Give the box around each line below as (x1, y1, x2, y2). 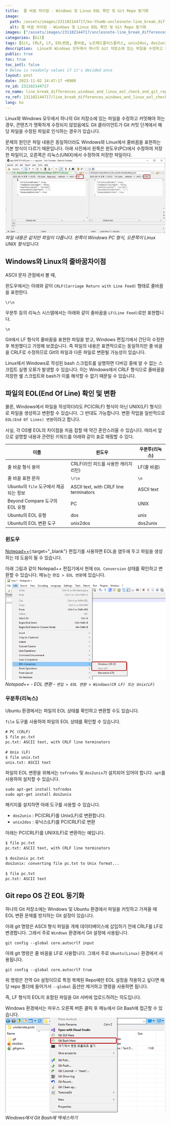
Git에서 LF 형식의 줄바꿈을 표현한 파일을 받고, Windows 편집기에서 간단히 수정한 (5, 336, 164, 342)
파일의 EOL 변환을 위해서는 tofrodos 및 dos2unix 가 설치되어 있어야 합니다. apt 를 (5, 769, 165, 775)
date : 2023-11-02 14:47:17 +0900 (5, 78, 76, 84)
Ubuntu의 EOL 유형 (7, 512, 47, 518)
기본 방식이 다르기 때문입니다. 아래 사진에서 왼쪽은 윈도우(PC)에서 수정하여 (5, 145, 154, 151)
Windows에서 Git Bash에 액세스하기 (5, 1114, 78, 1120)
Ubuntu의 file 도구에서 (7, 483, 55, 489)
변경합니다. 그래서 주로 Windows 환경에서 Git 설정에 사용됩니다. (5, 929, 129, 935)
